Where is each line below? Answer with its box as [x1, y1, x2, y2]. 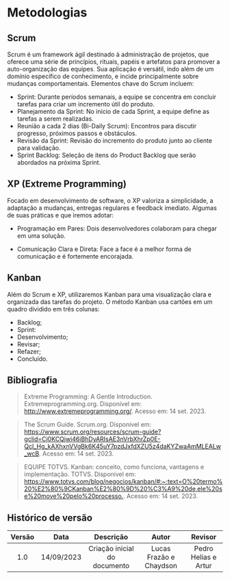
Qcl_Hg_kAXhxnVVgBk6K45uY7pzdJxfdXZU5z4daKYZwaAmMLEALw [23, 442, 221, 451]
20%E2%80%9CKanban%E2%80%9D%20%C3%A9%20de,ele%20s [23, 485, 222, 493]
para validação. [16, 144, 61, 152]
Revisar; [16, 340, 40, 348]
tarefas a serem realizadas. [16, 115, 94, 123]
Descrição [94, 532, 129, 542]
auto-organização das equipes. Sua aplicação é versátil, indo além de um [7, 65, 214, 73]
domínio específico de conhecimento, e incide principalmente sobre [7, 72, 199, 80]
